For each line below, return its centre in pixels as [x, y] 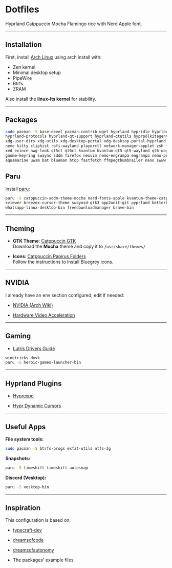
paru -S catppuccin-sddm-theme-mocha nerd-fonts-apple [65, 198]
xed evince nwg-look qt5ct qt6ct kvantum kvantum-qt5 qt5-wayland [78, 151]
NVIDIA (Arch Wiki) [33, 305]
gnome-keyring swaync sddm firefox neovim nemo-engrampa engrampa [78, 155]
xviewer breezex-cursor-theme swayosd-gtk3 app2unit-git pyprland [78, 203]
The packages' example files [43, 560]
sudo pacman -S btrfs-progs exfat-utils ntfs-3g [58, 448]
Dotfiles [22, 10]
